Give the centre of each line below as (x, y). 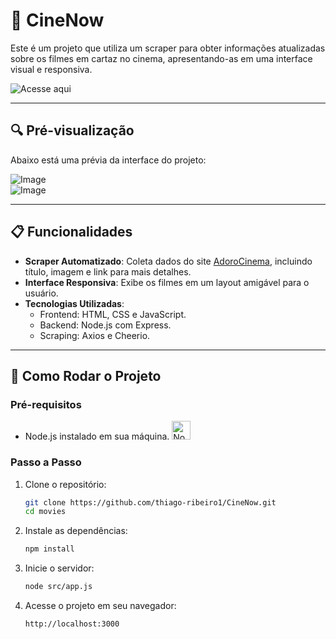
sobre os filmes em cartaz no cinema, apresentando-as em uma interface (161, 58)
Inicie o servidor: (59, 568)
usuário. (41, 293)
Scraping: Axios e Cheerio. (95, 335)
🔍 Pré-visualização (72, 130)
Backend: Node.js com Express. (105, 325)
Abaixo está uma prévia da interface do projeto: (108, 160)
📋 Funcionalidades (71, 232)
